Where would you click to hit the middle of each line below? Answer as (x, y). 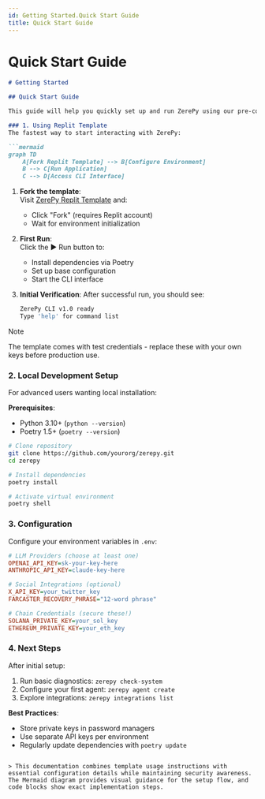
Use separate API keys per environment (84, 736)
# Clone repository (40, 446)
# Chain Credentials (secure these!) (70, 613)
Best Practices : (34, 713)
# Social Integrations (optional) (65, 584)
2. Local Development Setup (63, 375)
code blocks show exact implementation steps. (86, 787)
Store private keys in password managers (87, 728)
